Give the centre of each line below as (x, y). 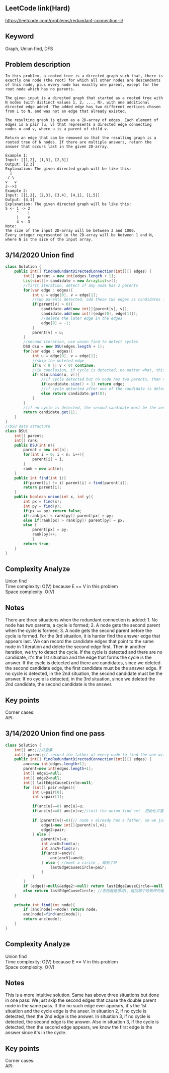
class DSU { (17, 431)
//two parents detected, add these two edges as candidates (96, 300)
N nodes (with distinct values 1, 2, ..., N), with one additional (77, 103)
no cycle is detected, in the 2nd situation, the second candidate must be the (84, 673)
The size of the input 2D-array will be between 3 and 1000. (71, 231)
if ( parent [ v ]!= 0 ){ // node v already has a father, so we (94, 820)
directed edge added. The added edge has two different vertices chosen (83, 107)
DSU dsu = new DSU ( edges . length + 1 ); (64, 347)
